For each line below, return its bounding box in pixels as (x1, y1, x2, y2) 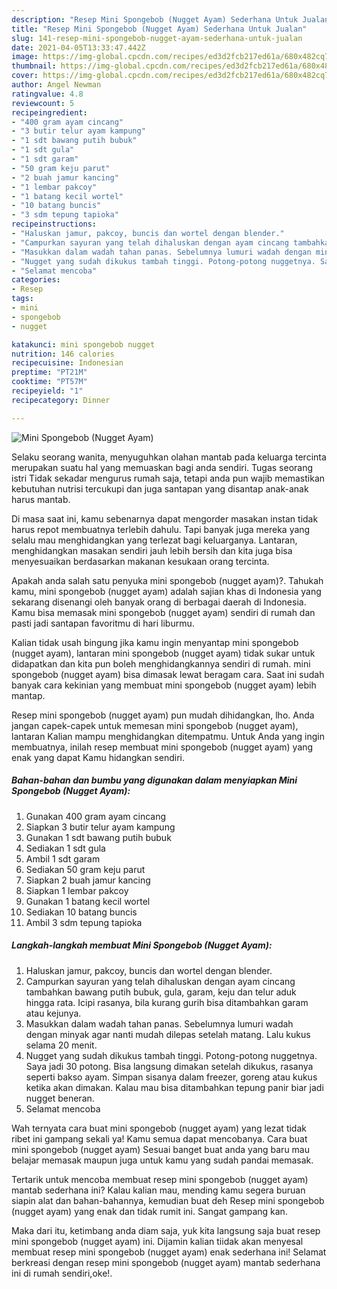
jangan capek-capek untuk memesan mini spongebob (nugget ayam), (11, 719, 299, 731)
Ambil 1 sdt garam (25, 852, 101, 865)
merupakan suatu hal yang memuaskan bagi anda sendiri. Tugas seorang (11, 461, 314, 473)
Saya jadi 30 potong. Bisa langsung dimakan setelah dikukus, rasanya (25, 1060, 314, 1072)
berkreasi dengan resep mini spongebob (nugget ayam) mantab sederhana (11, 1256, 321, 1268)
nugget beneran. (25, 1092, 95, 1104)
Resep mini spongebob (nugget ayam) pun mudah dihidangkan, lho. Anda (11, 709, 315, 721)
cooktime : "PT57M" (11, 377, 88, 387)
